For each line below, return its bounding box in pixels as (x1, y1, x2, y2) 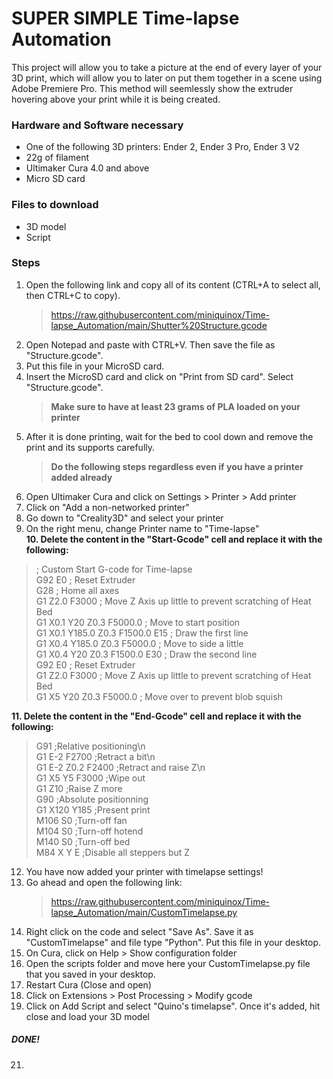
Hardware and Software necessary (11, 118, 184, 132)
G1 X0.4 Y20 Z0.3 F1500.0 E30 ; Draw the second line (35, 648, 258, 660)
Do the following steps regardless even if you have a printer (50, 460, 304, 472)
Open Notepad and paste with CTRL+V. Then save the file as (25, 338, 276, 351)
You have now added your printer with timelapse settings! (25, 865, 264, 877)
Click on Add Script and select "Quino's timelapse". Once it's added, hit (25, 1000, 321, 1012)
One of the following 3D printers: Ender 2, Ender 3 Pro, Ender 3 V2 (25, 141, 300, 153)
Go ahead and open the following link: (25, 876, 183, 888)
